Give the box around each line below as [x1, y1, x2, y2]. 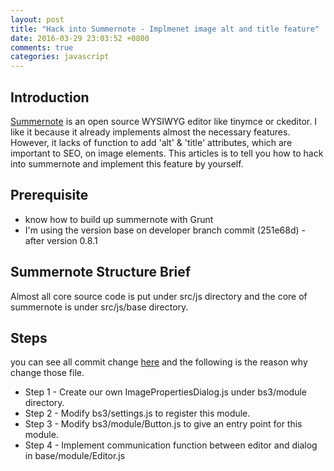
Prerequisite [10, 187, 89, 204]
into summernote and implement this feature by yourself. [10, 157, 244, 170]
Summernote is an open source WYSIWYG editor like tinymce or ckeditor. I [10, 115, 317, 127]
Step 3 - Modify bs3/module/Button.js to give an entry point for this [24, 418, 303, 430]
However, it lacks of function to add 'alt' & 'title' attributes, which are [10, 136, 293, 148]
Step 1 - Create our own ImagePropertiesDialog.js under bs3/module [24, 386, 307, 398]
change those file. [10, 367, 85, 379]
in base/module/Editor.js [24, 450, 126, 462]
